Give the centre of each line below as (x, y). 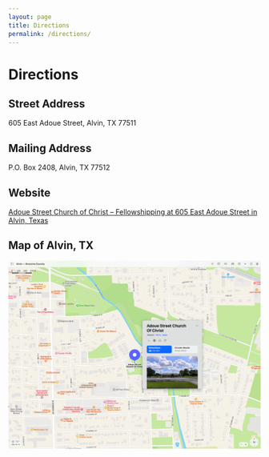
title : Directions (39, 25)
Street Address (47, 104)
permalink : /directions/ (50, 34)
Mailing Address (50, 148)
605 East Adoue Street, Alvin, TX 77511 (72, 123)
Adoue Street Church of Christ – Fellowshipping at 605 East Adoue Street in (133, 212)
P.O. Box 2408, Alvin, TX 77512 (59, 167)
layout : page (30, 17)
